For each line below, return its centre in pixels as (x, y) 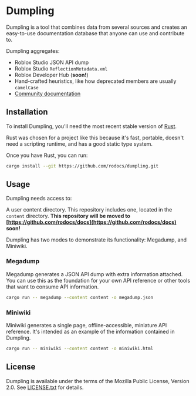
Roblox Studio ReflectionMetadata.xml (61, 68)
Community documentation (48, 93)
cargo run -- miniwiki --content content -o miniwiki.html (80, 348)
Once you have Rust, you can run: (47, 155)
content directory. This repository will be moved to (68, 216)
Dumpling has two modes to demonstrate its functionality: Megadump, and (96, 240)
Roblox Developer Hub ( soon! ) (51, 75)
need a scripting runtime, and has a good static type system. (80, 144)
